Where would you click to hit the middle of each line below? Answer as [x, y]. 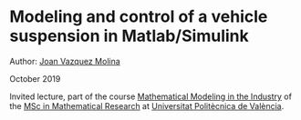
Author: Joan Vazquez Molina [65, 61]
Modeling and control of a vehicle [139, 17]
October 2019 [35, 78]
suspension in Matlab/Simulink [129, 36]
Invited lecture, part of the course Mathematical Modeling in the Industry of [150, 96]
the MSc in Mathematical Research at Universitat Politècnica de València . [147, 105]
